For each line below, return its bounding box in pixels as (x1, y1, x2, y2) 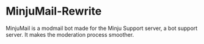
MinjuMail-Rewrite (5, 4, 102, 18)
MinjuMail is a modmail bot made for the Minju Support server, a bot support (5, 24, 198, 32)
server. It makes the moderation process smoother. (5, 31, 134, 38)
